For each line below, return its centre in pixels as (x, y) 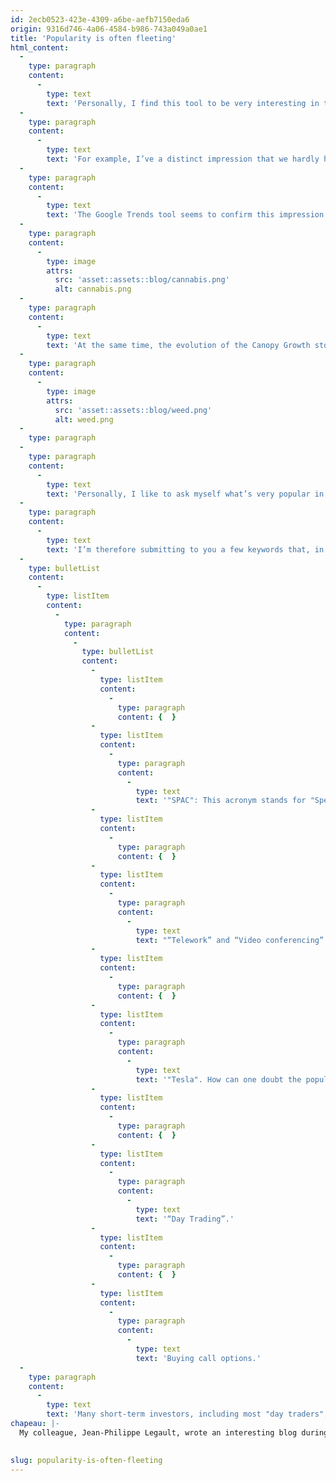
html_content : (40, 47)
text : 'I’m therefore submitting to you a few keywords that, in (185, 549)
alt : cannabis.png (93, 289)
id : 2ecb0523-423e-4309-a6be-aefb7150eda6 (100, 19)
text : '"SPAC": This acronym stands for (221, 801)
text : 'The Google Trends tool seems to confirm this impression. (187, 215)
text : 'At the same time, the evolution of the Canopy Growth (178, 345)
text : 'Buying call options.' (198, 1358)
